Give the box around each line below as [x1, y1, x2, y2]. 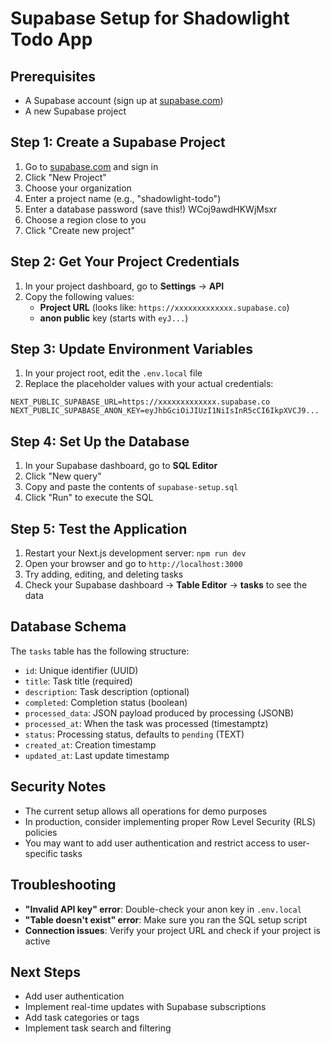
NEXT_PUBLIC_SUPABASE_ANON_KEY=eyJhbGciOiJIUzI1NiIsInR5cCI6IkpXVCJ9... [10, 406, 320, 416]
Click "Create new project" [24, 224, 136, 236]
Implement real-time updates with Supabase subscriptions [24, 1001, 267, 1013]
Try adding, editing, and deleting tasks [24, 568, 184, 581]
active [24, 935, 51, 947]
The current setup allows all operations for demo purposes [24, 805, 268, 817]
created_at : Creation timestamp [24, 738, 157, 751]
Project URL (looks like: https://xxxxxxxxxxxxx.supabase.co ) [39, 301, 290, 313]
